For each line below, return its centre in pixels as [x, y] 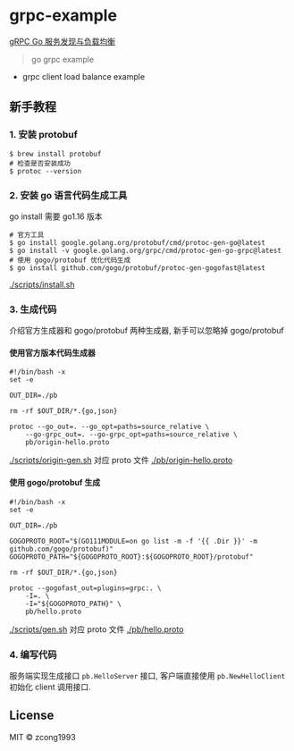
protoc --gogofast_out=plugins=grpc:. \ [86, 588]
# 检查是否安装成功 [40, 163]
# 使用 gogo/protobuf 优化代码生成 [70, 260]
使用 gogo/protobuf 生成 [55, 483]
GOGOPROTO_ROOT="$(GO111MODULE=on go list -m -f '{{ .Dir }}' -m [133, 541]
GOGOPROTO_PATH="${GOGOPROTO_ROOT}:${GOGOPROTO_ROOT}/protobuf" [131, 557]
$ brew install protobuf [55, 154]
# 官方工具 [27, 235]
